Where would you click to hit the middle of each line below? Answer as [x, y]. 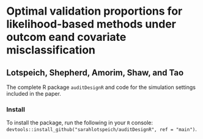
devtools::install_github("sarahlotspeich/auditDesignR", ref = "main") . [102, 129]
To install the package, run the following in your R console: [80, 123]
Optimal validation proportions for [94, 11]
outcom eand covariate [66, 37]
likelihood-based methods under [91, 24]
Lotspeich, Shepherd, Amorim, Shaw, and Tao [95, 72]
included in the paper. [34, 94]
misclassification [51, 50]
